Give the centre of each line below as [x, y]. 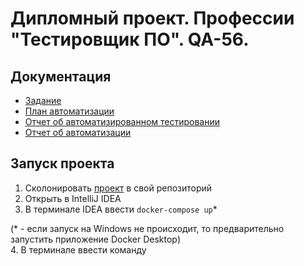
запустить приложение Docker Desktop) [96, 239]
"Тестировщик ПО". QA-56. [130, 39]
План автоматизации [69, 111]
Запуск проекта [62, 163]
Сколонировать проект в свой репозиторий [118, 188]
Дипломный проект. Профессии [152, 18]
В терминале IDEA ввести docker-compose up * [121, 209]
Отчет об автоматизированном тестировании [122, 121]
